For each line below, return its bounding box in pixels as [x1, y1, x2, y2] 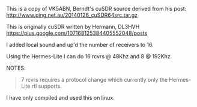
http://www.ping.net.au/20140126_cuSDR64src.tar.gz [6, 11, 138, 19]
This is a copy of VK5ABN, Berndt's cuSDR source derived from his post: [6, 5, 187, 12]
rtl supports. [31, 82, 62, 90]
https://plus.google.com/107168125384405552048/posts [6, 29, 148, 37]
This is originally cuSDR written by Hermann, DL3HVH [6, 23, 140, 30]
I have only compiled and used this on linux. [6, 94, 115, 101]
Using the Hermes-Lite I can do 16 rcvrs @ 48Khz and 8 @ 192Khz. [6, 53, 172, 60]
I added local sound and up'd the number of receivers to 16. [6, 41, 154, 48]
